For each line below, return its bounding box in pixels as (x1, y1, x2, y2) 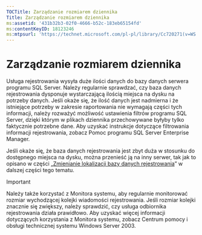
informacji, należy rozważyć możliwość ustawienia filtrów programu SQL (6, 110, 187, 117)
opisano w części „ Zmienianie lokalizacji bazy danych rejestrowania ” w (6, 160, 183, 167)
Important (6, 178, 31, 185)
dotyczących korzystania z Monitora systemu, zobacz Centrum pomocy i (6, 216, 188, 223)
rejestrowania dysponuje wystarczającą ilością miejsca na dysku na (6, 90, 175, 98)
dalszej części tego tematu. (6, 167, 74, 174)
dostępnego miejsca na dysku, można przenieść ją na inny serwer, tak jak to (6, 154, 197, 161)
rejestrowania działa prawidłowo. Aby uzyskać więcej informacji (6, 210, 165, 217)
